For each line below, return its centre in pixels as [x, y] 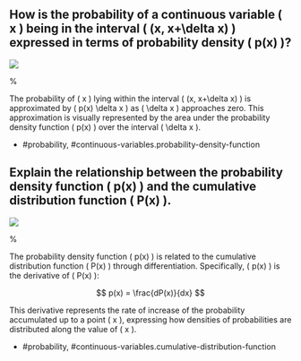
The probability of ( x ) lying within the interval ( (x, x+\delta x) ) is [130, 99]
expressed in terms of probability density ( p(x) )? [150, 43]
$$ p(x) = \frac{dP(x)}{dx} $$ [150, 292]
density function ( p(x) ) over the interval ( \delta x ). [105, 127]
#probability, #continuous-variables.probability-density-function [141, 144]
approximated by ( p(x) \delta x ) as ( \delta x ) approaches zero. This [137, 107]
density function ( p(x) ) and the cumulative [133, 187]
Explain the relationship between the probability [146, 172]
